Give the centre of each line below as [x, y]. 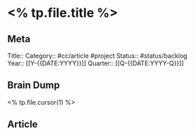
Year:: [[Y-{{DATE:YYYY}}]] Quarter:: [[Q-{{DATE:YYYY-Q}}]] [96, 63]
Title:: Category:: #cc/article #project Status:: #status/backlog [97, 56]
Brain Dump [34, 85]
